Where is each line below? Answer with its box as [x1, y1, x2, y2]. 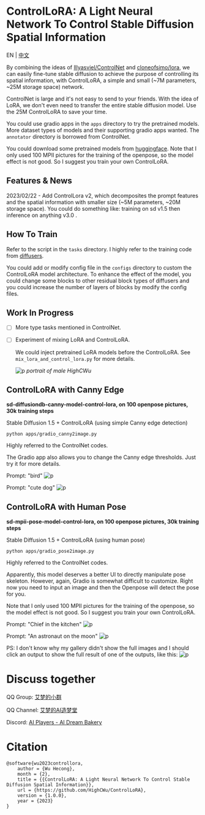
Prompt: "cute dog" [6, 484, 55, 491]
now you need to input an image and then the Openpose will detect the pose [6, 584, 199, 591]
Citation [6, 740, 48, 754]
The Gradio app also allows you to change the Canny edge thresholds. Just [6, 453, 196, 461]
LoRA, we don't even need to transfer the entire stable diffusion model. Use [6, 101, 197, 108]
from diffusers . [6, 252, 44, 259]
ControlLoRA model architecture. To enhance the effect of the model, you [6, 270, 192, 278]
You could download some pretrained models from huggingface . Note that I [6, 145, 197, 152]
